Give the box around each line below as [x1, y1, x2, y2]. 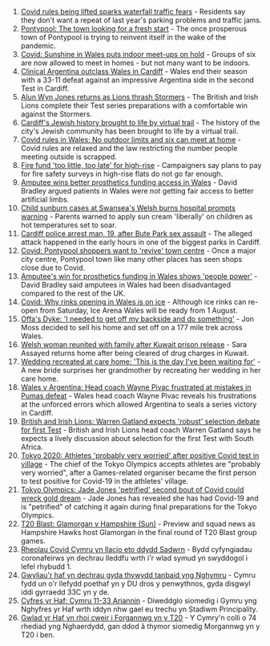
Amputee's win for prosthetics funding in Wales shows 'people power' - [20, 272, 258, 280]
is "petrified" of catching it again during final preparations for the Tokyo [20, 502, 257, 511]
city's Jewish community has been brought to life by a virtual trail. [20, 126, 239, 136]
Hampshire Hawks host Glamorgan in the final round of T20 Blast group [20, 528, 257, 537]
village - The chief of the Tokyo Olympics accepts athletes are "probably [20, 460, 261, 468]
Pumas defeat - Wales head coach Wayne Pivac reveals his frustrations [20, 391, 257, 400]
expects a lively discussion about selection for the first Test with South [20, 434, 255, 443]
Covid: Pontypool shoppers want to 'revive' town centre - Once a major [20, 246, 256, 256]
